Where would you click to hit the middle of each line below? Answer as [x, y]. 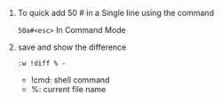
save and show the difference [72, 47]
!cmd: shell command [70, 80]
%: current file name [68, 89]
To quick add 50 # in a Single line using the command [116, 13]
